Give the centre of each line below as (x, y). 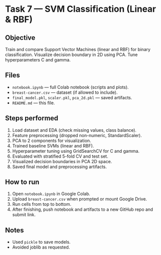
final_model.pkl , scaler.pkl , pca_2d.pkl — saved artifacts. (72, 97)
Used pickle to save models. (41, 242)
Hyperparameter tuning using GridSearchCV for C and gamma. (76, 151)
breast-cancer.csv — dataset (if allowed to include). (65, 92)
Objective (20, 38)
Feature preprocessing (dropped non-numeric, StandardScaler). (77, 135)
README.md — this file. (33, 103)
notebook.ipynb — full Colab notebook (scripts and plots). (70, 87)
